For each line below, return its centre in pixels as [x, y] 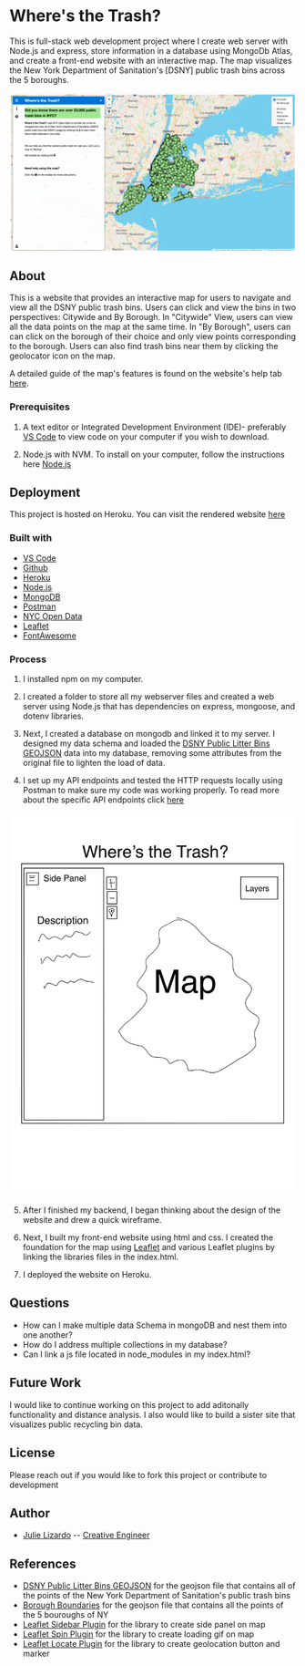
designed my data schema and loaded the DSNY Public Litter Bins [146, 743]
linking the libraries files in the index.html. [101, 1257]
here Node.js [46, 464]
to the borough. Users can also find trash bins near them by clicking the [144, 347]
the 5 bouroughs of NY [66, 1615]
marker [36, 1654]
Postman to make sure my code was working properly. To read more [151, 791]
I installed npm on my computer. [83, 679]
